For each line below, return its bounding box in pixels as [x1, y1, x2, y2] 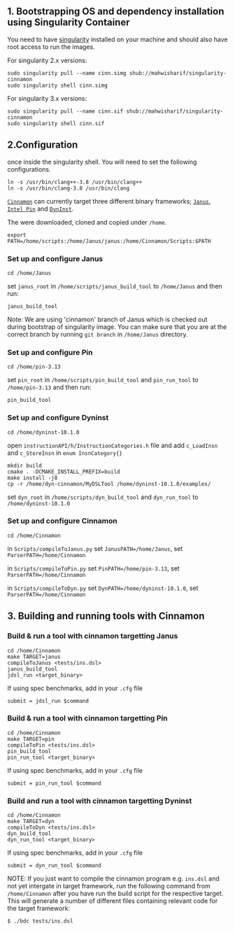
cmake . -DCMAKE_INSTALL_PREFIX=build [7, 468, 120, 475]
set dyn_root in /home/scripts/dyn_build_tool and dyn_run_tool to [7, 493, 199, 501]
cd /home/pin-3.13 [7, 363, 61, 370]
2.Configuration [7, 139, 78, 151]
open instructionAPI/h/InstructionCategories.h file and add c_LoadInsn [7, 441, 218, 449]
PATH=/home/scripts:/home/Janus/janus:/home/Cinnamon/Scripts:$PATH [7, 237, 211, 244]
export [7, 231, 27, 239]
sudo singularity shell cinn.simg [7, 82, 108, 89]
